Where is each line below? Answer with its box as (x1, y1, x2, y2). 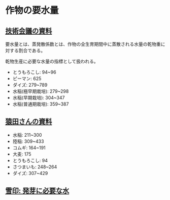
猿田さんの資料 (5, 117, 52, 126)
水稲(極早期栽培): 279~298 (12, 88, 69, 94)
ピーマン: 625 (12, 76, 42, 82)
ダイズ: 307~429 (12, 170, 48, 176)
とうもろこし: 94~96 (12, 69, 57, 75)
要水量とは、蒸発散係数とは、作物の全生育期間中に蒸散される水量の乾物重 (5, 41, 161, 47)
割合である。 (18, 47, 46, 54)
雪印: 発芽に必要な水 (5, 187, 70, 195)
